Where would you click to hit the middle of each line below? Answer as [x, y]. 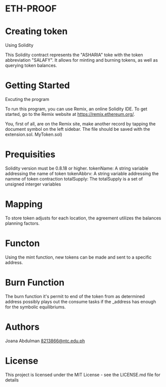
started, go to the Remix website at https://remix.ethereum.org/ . [70, 114]
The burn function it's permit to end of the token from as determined [75, 296]
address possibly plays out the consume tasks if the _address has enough [81, 301]
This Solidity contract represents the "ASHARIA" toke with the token [74, 55]
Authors [22, 327]
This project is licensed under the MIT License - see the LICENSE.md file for [83, 375]
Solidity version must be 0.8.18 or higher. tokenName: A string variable [77, 168]
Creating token [36, 32]
